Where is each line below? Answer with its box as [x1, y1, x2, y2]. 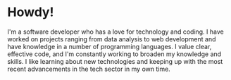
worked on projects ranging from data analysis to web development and [7, 34, 216, 43]
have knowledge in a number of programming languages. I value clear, [7, 42, 212, 51]
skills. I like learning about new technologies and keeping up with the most [7, 57, 223, 65]
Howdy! [7, 4, 54, 20]
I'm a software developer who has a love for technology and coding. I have [7, 27, 224, 36]
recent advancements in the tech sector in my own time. [7, 65, 170, 73]
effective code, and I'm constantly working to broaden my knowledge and [7, 50, 222, 58]
